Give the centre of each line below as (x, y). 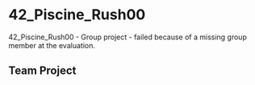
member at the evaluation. (52, 45)
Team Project (42, 71)
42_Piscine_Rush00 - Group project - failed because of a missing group (128, 37)
